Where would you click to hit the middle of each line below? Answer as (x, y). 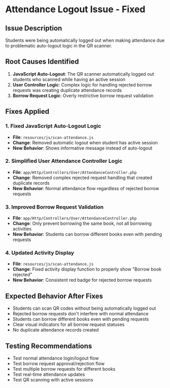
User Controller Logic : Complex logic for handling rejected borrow (82, 84)
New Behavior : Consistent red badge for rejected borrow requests (82, 280)
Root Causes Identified (42, 62)
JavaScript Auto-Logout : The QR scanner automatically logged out (83, 74)
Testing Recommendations (49, 346)
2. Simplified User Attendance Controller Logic (64, 161)
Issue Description (34, 28)
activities (22, 229)
